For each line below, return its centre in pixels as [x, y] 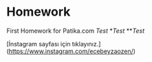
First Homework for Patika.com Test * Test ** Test [76, 31]
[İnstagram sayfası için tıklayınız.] [54, 44]
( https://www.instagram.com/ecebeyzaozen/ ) [71, 51]
